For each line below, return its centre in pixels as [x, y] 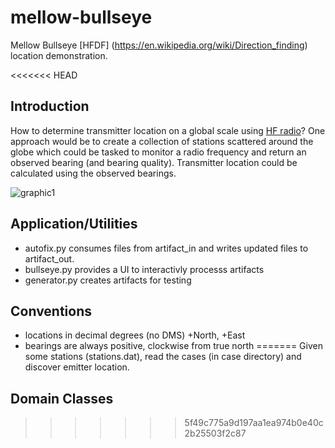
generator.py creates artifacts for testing [108, 280]
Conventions [51, 311]
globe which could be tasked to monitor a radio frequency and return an [158, 152]
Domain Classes [62, 398]
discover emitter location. [77, 367]
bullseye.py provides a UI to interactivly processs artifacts [144, 269]
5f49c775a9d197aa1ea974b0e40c [254, 423]
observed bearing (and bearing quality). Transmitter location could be [154, 162]
